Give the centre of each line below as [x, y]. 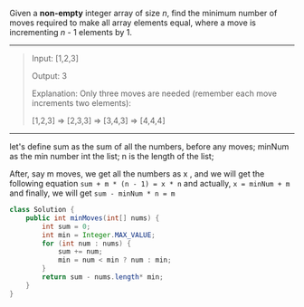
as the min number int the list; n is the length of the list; [112, 156]
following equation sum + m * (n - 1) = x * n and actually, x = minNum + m [150, 183]
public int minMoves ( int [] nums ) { [93, 218]
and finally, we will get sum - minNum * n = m [92, 193]
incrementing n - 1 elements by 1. [71, 32]
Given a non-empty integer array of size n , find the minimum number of [143, 13]
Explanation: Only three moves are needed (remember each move [154, 93]
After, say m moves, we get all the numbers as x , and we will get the [137, 174]
